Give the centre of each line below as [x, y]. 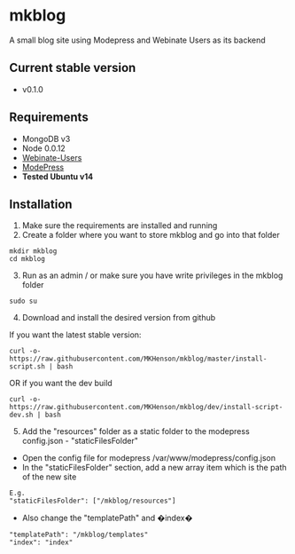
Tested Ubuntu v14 [58, 176]
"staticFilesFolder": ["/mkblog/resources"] [93, 501]
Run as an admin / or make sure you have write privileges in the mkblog [152, 275]
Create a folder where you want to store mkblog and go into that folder [151, 235]
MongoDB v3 [46, 138]
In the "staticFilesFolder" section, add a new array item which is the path [154, 468]
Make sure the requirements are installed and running [120, 226]
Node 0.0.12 [44, 148]
